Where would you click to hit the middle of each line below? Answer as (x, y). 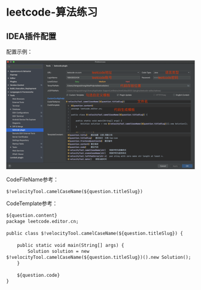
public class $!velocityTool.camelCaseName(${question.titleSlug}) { (95, 234)
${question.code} (39, 276)
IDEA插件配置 (31, 36)
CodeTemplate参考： (32, 203)
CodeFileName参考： (32, 179)
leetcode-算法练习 (52, 12)
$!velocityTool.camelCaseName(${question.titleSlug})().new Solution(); (99, 258)
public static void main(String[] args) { (71, 246)
